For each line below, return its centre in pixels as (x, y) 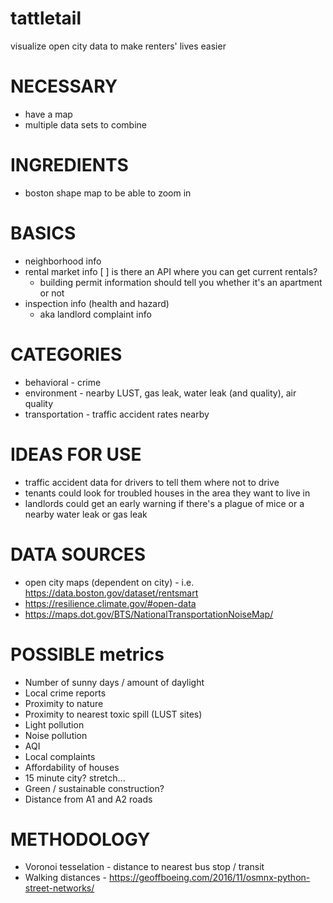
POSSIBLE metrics (87, 654)
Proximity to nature (64, 703)
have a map (48, 114)
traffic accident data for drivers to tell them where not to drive (152, 482)
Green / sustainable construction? (94, 788)
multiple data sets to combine (85, 124)
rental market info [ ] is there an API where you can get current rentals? (171, 271)
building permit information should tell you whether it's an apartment (181, 282)
